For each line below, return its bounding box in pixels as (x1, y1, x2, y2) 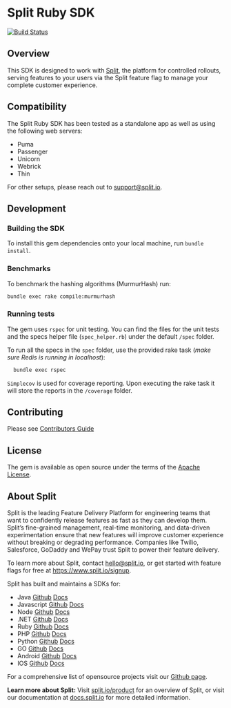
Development (7, 203, 67, 214)
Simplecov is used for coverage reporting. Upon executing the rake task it (7, 379, 215, 387)
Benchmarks (7, 264, 51, 274)
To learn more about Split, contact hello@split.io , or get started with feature (7, 559, 221, 568)
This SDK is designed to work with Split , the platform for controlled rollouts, (7, 66, 221, 74)
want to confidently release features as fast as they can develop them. (7, 516, 208, 525)
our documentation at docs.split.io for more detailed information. (7, 693, 191, 702)
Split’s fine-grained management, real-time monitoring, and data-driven (7, 523, 210, 532)
